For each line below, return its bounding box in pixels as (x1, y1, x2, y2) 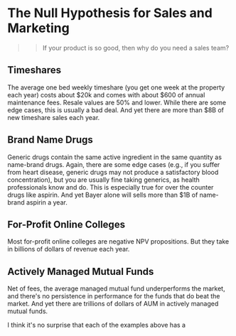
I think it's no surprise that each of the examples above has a (7, 321, 186, 330)
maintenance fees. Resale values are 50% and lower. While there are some (7, 98, 226, 107)
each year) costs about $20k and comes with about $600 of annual (7, 90, 205, 99)
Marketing (7, 20, 70, 36)
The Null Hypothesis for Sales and (7, 5, 213, 21)
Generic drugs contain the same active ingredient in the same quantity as (7, 153, 222, 161)
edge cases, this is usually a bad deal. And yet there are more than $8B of (7, 105, 224, 114)
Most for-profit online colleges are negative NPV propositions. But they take (7, 237, 230, 246)
